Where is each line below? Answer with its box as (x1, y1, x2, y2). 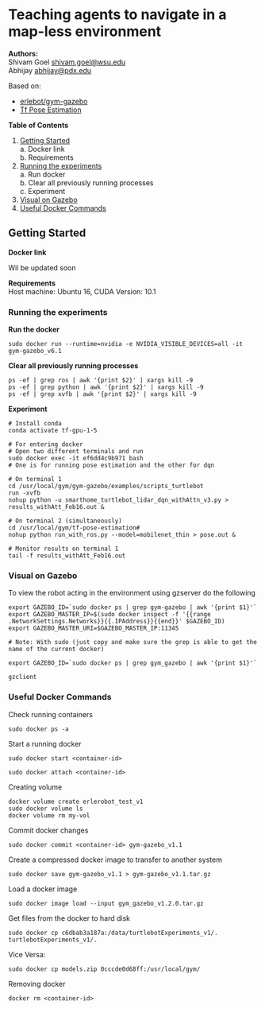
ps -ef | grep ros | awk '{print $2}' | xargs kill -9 (8, 376, 194, 385)
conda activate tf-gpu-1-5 (8, 427, 98, 435)
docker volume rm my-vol (8, 811, 90, 820)
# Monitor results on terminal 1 (8, 545, 119, 553)
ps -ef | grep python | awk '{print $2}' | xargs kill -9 (8, 383, 204, 391)
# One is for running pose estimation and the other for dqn (8, 461, 215, 470)
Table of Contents (8, 120, 69, 130)
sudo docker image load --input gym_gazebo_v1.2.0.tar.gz (8, 899, 204, 907)
